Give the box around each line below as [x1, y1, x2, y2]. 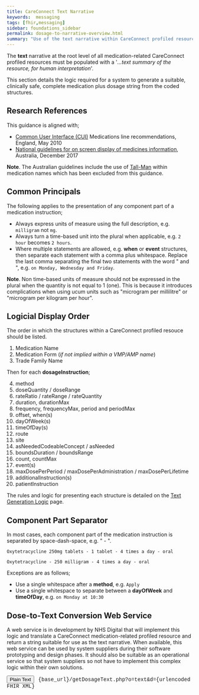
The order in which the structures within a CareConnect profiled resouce [6, 327, 184, 334]
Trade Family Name [15, 357, 63, 364]
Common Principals [6, 187, 81, 197]
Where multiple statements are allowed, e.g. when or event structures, [15, 245, 188, 252]
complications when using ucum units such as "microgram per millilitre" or [6, 288, 188, 295]
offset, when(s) [15, 412, 53, 419]
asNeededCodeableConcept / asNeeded [15, 443, 115, 450]
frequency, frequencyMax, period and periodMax [15, 405, 135, 412]
